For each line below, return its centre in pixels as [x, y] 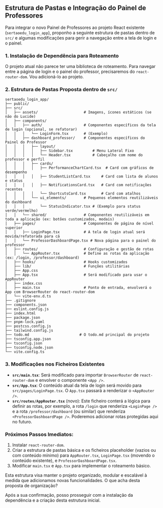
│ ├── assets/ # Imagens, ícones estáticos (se [78, 112]
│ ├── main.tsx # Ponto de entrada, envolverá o [78, 288]
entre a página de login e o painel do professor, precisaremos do [70, 72]
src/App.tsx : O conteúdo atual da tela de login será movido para [77, 385]
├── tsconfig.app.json [28, 339]
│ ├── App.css [21, 271]
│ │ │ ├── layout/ [30, 147]
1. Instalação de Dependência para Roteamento [62, 56]
